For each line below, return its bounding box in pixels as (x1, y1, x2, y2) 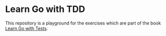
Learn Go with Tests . (5, 25, 48, 31)
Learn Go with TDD (5, 3, 85, 15)
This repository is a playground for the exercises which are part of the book (5, 20, 161, 26)
